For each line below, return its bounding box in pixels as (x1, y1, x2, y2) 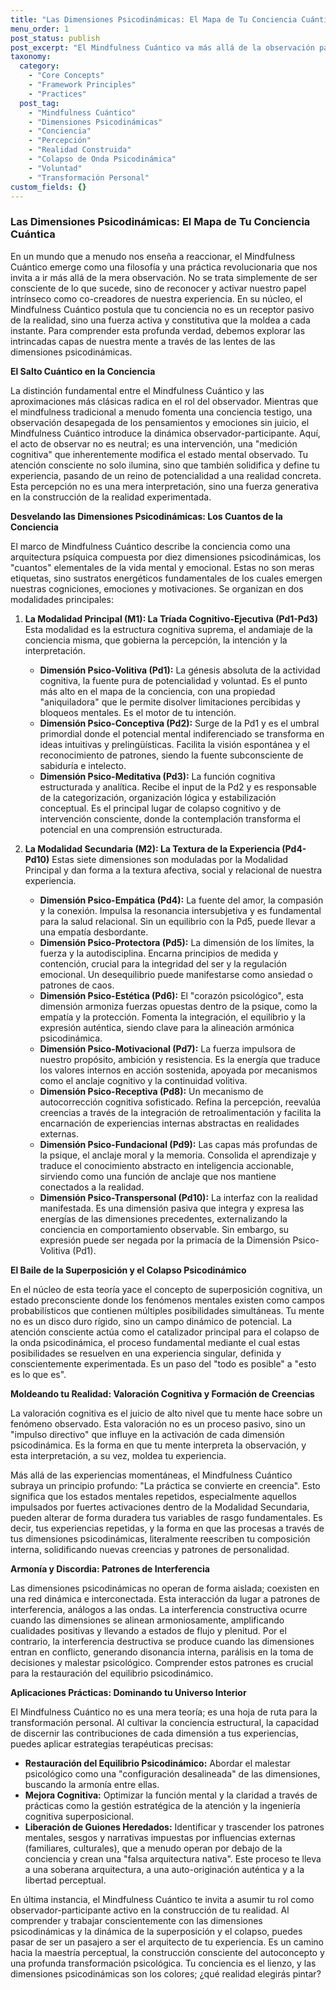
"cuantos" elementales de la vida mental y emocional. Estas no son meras (10, 561, 315, 573)
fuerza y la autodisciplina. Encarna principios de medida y (39, 947, 279, 959)
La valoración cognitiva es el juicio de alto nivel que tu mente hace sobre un (10, 1407, 323, 1419)
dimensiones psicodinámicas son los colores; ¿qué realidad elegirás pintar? (10, 1967, 322, 1980)
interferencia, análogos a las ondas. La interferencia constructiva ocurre (10, 1603, 308, 1615)
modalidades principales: (10, 593, 114, 605)
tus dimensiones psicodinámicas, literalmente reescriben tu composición (10, 1532, 311, 1545)
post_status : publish (10, 33, 101, 43)
